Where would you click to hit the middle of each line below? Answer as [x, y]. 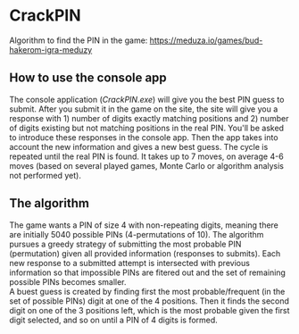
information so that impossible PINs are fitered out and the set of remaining [147, 272]
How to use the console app [88, 78]
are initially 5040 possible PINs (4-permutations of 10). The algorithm [137, 234]
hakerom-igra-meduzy [51, 49]
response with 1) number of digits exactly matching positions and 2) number [149, 118]
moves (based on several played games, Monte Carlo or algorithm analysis [146, 165]
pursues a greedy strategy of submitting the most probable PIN [125, 244]
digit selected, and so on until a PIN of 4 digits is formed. [114, 320]
